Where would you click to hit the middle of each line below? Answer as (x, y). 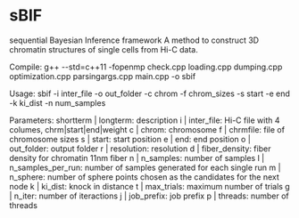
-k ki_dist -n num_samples (58, 102)
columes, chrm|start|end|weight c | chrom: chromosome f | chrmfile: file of (147, 129)
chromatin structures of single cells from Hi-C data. (104, 49)
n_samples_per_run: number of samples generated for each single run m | (145, 167)
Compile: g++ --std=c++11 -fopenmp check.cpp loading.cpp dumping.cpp (146, 67)
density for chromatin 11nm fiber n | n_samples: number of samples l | (137, 157)
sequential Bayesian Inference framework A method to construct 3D (134, 40)
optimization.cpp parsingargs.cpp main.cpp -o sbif (103, 76)
